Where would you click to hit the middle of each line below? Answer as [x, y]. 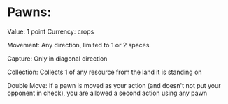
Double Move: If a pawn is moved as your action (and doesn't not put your [114, 85]
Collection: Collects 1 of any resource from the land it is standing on [105, 72]
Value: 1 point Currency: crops [51, 31]
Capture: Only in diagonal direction [57, 58]
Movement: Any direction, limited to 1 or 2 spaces [78, 45]
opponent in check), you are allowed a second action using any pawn [107, 93]
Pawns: [29, 12]
